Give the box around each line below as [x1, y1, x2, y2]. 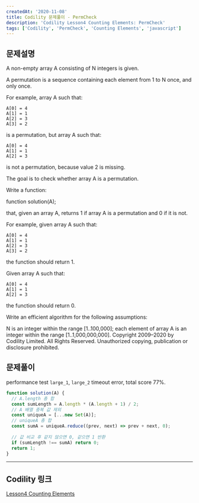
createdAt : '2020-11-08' [6, 8, 68, 15]
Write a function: [6, 187, 47, 194]
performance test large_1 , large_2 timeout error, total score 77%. [6, 379, 166, 386]
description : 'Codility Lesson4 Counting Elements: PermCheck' [6, 20, 166, 25]
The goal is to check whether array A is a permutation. [6, 175, 139, 182]
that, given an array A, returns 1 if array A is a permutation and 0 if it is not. [6, 210, 188, 217]
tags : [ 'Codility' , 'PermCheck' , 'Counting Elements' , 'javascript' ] [6, 25, 182, 31]
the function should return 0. [6, 302, 76, 309]
